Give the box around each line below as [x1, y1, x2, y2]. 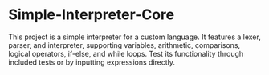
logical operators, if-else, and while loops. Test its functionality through [8, 49, 244, 58]
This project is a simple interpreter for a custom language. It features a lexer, [8, 32, 261, 41]
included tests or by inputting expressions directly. [8, 57, 175, 67]
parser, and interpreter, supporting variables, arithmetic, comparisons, [8, 40, 241, 49]
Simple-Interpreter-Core [8, 6, 175, 24]
